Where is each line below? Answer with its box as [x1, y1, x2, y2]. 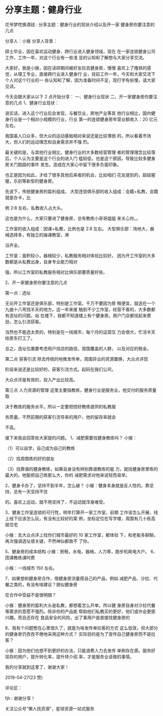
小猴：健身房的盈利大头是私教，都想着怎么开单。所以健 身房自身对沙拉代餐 [5, 602, 156, 608]
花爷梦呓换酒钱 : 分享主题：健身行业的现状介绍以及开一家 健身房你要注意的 [5, 22, 155, 27]
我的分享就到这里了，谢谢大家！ [5, 664, 69, 670]
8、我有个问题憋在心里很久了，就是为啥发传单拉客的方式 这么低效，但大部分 [5, 625, 158, 631]
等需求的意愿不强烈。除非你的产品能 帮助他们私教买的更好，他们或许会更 [5, 608, 151, 614]
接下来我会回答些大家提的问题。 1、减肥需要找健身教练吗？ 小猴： [5, 435, 137, 441]
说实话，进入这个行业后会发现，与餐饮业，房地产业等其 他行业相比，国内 [5, 110, 151, 116]
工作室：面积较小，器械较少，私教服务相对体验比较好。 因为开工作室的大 [5, 252, 151, 258]
